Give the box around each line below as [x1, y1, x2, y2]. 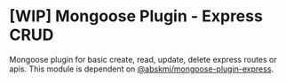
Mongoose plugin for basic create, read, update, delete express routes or [9, 54, 277, 64]
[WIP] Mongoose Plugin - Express [9, 6, 264, 26]
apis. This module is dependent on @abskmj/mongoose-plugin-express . [9, 64, 274, 74]
